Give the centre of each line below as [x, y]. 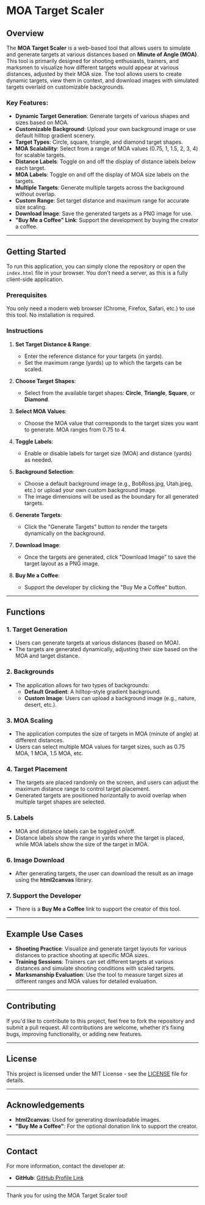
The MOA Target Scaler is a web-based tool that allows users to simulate [99, 48]
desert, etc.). [40, 704]
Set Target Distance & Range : [53, 344]
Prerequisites [27, 296]
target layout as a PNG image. [62, 563]
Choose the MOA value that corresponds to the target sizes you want [111, 423]
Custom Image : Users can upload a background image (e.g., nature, [110, 698]
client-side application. [35, 280]
